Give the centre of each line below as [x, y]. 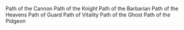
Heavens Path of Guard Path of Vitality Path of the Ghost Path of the [88, 15]
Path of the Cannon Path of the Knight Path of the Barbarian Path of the [92, 9]
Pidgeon [16, 21]
